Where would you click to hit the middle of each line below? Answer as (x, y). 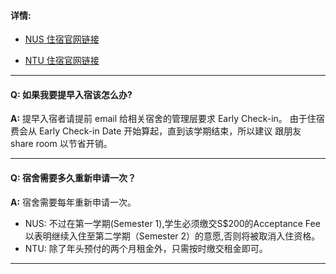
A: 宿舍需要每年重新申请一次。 (73, 202)
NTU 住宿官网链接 (62, 61)
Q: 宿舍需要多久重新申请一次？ (73, 178)
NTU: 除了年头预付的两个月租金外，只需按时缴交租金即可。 (146, 248)
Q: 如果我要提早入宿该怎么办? (71, 94)
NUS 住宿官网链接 (62, 39)
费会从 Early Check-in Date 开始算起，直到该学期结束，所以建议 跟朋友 (156, 131)
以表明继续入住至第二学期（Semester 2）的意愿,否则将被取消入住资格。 (172, 236)
